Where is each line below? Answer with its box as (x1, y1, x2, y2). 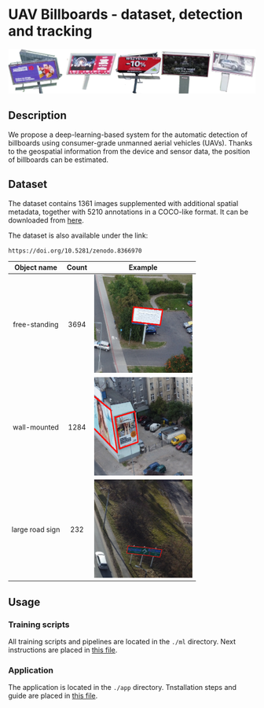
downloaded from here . (8, 215, 84, 225)
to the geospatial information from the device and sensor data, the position (8, 146, 251, 156)
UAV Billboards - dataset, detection (8, 6, 244, 24)
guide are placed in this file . (8, 691, 98, 701)
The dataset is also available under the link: (8, 230, 148, 240)
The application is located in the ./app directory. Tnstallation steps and (8, 683, 237, 692)
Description (8, 109, 67, 123)
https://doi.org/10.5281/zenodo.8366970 (8, 246, 143, 255)
